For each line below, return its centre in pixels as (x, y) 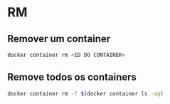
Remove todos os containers (72, 77)
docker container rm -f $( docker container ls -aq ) (85, 93)
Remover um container (59, 39)
